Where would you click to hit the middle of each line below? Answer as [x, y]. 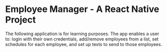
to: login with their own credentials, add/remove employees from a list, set [82, 39]
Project [21, 20]
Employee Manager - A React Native [82, 9]
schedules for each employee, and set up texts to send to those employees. [84, 44]
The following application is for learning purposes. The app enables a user [82, 33]
